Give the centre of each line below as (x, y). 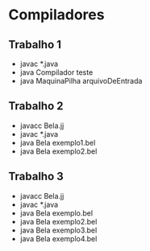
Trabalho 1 (35, 45)
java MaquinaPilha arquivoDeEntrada (81, 81)
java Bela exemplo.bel (56, 213)
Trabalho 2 (36, 106)
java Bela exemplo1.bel (58, 142)
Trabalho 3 (36, 177)
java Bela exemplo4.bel (58, 238)
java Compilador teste (56, 72)
